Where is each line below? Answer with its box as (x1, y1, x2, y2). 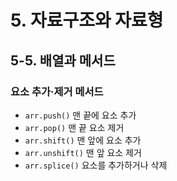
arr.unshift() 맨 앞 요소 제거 (24, 146, 142, 158)
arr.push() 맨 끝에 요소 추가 (24, 109, 137, 121)
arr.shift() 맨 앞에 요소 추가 (24, 134, 142, 146)
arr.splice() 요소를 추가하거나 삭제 (24, 159, 168, 171)
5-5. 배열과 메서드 (10, 52, 116, 69)
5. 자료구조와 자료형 (10, 9, 164, 32)
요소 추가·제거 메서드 (10, 84, 104, 98)
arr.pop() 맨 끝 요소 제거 (24, 121, 125, 133)
